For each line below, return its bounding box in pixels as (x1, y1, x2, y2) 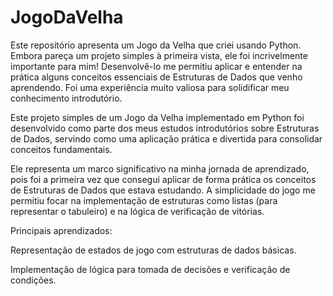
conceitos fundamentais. (10, 143, 113, 155)
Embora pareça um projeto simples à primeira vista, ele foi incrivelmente (10, 49, 308, 61)
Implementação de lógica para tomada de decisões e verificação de (10, 263, 291, 275)
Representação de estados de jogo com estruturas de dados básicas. (10, 244, 297, 256)
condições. (10, 274, 57, 286)
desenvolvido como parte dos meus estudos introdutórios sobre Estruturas (10, 122, 320, 134)
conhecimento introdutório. (10, 92, 123, 104)
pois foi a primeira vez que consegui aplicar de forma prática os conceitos (10, 173, 317, 185)
